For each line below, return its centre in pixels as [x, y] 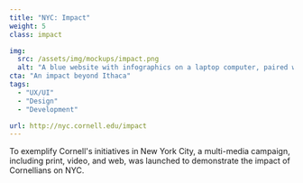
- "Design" [38, 101]
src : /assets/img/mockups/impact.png [88, 59]
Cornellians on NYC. [47, 170]
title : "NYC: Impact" [50, 18]
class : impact [36, 34]
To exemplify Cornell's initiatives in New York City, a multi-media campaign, [150, 151]
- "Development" [48, 109]
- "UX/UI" [36, 92]
